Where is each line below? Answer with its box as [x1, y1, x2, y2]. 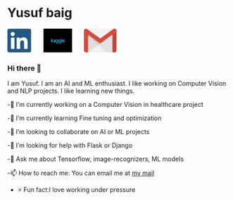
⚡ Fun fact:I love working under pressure [17, 186, 136, 194]
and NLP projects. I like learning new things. [7, 86, 135, 96]
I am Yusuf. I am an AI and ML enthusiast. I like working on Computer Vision [7, 79, 227, 88]
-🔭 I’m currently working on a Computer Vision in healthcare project [7, 100, 204, 109]
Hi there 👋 [7, 63, 42, 73]
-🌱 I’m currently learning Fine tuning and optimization [7, 114, 162, 122]
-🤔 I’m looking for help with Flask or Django [7, 141, 133, 150]
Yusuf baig [7, 5, 73, 21]
